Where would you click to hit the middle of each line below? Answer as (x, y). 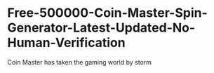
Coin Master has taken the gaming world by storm (80, 62)
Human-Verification (66, 43)
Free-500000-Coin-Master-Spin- (108, 13)
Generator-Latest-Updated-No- (101, 28)
